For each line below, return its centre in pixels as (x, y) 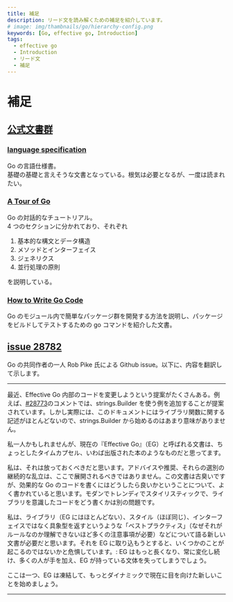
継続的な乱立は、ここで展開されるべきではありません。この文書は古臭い (110, 476)
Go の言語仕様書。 (34, 166)
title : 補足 (23, 14)
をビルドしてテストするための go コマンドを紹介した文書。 (92, 325)
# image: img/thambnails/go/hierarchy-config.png (80, 26)
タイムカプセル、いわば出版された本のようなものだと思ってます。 (131, 453)
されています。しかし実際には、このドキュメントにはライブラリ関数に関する (116, 412)
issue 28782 (35, 347)
